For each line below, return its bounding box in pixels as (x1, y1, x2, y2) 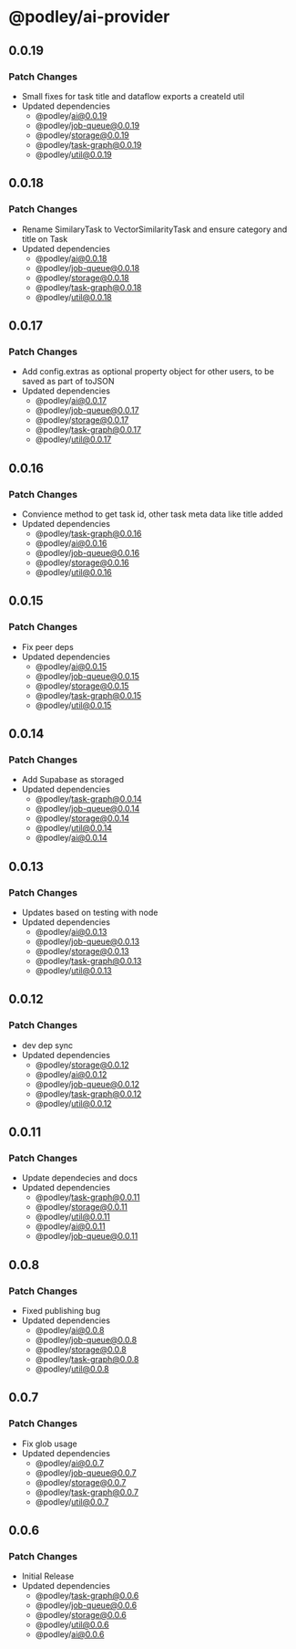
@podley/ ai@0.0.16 (35, 537, 107, 549)
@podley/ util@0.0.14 (35, 823, 113, 834)
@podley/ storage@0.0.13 (35, 946, 129, 956)
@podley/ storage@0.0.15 (35, 680, 129, 691)
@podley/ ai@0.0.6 (35, 1629, 105, 1640)
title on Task (21, 233, 68, 244)
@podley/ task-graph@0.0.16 (35, 528, 142, 539)
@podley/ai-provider (8, 6, 170, 27)
